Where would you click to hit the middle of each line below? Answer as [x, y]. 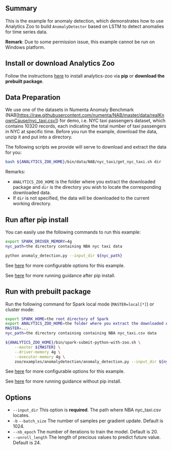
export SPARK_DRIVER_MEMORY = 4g [39, 242]
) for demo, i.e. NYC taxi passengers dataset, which [111, 121]
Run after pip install [37, 220]
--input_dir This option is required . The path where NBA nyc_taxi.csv [87, 410]
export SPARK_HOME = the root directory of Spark [57, 319]
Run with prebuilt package [48, 292]
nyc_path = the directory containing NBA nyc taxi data [64, 246]
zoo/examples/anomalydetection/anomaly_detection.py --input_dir [86, 362]
